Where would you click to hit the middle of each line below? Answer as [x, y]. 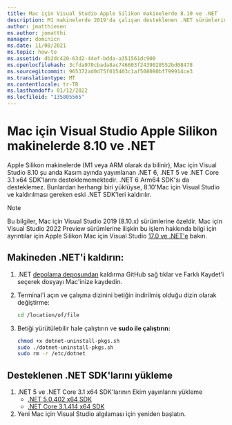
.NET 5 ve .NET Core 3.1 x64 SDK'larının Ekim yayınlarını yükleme [110, 392]
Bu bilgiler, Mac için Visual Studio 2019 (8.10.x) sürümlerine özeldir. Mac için [115, 221]
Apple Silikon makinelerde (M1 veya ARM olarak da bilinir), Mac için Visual [112, 165]
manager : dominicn [33, 39]
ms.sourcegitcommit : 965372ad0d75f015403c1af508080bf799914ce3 [100, 71]
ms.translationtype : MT [41, 78]
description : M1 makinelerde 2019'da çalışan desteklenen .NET [100, 20]
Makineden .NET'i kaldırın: [66, 257]
